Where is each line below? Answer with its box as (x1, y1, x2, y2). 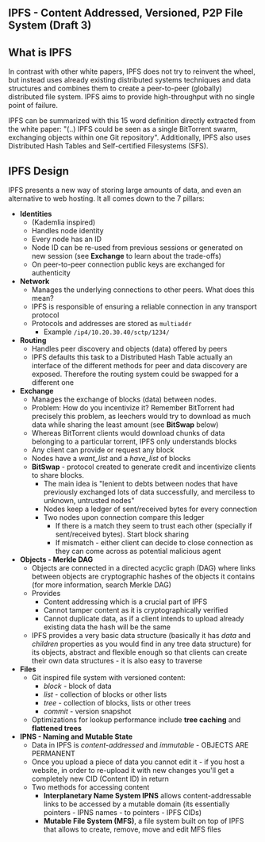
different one (31, 378, 74, 387)
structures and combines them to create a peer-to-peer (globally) (8, 83, 222, 94)
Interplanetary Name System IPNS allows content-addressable (43, 791, 252, 801)
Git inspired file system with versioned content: (31, 673, 186, 682)
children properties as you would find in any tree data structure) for (31, 639, 252, 649)
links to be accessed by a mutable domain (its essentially (43, 799, 230, 809)
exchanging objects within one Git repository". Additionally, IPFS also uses (8, 133, 252, 142)
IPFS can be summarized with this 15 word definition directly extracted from (8, 116, 256, 125)
